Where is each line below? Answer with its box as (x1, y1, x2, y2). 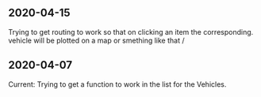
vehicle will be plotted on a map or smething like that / (8, 35, 185, 45)
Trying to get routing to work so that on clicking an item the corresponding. (8, 27, 254, 36)
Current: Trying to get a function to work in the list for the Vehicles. (8, 79, 227, 89)
